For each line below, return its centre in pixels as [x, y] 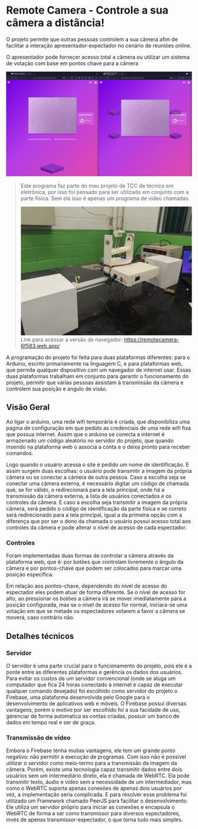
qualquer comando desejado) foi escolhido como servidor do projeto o [92, 691]
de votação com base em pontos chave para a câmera [72, 63]
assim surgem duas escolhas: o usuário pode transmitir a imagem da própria [99, 470]
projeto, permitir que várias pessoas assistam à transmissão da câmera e [95, 383]
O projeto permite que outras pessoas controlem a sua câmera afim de [92, 39]
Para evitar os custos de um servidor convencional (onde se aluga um [91, 678]
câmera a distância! [55, 23]
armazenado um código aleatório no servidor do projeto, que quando [90, 440]
